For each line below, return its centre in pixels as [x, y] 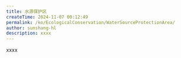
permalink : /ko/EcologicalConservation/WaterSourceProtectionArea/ [91, 22]
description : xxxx [29, 33]
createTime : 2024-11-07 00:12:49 [47, 17]
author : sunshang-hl [32, 28]
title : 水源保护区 [27, 11]
